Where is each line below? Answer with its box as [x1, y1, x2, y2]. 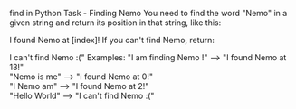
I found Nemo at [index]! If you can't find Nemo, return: [9, 35, 215, 45]
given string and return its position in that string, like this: [9, 17, 222, 28]
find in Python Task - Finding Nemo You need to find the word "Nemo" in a [9, 8, 288, 18]
